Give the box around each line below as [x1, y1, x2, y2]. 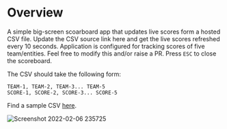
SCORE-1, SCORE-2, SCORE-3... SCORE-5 [7, 89, 118, 96]
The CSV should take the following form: [7, 70, 122, 78]
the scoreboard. [7, 56, 53, 64]
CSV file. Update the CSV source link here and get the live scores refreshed [7, 34, 220, 43]
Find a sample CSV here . [7, 101, 77, 109]
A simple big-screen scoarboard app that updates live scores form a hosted [7, 27, 221, 36]
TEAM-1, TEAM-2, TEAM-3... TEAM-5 [7, 83, 106, 90]
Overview [7, 5, 64, 21]
